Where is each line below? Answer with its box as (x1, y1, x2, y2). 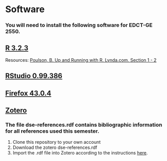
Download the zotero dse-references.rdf (12, 144, 97, 150)
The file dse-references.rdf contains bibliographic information (5, 122, 162, 129)
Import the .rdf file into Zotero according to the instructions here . (12, 150, 148, 156)
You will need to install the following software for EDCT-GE (5, 22, 153, 29)
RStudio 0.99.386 (5, 72, 62, 80)
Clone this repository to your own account (12, 139, 101, 145)
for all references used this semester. (5, 128, 99, 135)
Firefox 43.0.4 (5, 89, 52, 97)
